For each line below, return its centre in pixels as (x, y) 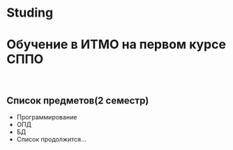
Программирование (47, 117)
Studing (30, 13)
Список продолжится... (51, 139)
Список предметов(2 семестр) (78, 100)
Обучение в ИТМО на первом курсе (116, 45)
